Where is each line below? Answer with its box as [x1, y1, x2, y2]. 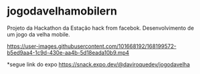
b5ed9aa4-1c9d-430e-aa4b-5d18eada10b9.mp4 [7, 49, 130, 56]
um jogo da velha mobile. [7, 30, 70, 38]
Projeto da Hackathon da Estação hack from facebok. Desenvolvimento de [7, 24, 195, 32]
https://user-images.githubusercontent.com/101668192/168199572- [7, 42, 177, 50]
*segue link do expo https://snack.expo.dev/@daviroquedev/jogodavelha [7, 61, 190, 68]
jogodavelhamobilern [7, 4, 118, 18]
